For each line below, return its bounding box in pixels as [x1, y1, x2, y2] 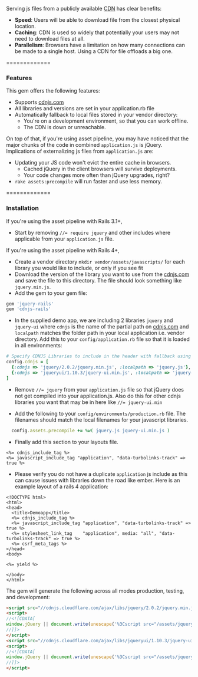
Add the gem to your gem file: [14, 289, 87, 297]
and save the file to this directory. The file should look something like [14, 277, 182, 284]
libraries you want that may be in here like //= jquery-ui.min [14, 398, 163, 406]
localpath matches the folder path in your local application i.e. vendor [14, 330, 184, 337]
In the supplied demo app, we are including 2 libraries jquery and [14, 317, 173, 324]
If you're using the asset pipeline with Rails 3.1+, [6, 218, 123, 225]
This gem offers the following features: [6, 87, 100, 94]
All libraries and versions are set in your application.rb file [14, 105, 155, 112]
